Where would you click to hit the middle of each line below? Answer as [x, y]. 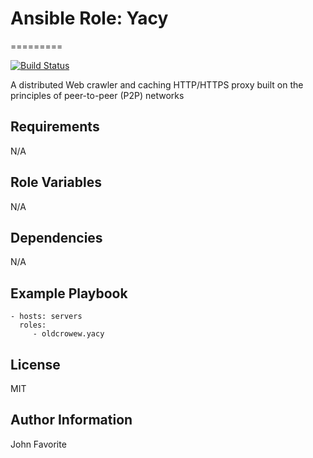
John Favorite [38, 444]
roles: [33, 325]
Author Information [71, 420]
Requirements [55, 127]
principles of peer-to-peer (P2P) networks [97, 95]
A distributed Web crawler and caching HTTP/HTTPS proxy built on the [157, 84]
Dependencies [56, 237]
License [35, 364]
